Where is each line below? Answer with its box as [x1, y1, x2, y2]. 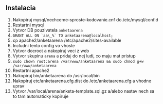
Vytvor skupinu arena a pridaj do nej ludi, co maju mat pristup [12, 53, 136, 59]
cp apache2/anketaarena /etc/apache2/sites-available [12, 37, 122, 43]
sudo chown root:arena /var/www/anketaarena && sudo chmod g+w [12, 59, 144, 64]
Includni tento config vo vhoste [12, 42, 75, 48]
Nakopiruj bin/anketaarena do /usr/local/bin [12, 72, 100, 78]
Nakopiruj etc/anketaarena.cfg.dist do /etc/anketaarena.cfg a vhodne [12, 78, 151, 84]
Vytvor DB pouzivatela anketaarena [12, 27, 83, 33]
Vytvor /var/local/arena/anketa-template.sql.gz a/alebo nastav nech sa [12, 88, 155, 94]
